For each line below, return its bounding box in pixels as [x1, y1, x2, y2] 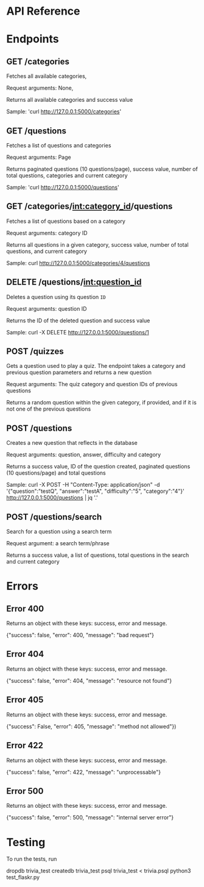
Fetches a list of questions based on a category [6, 217, 126, 225]
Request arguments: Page [6, 154, 71, 161]
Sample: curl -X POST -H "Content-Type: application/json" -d [6, 481, 160, 489]
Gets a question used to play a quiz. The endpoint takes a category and [6, 362, 186, 370]
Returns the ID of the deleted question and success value [6, 317, 150, 324]
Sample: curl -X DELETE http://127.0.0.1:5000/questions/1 [6, 328, 149, 336]
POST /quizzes [6, 346, 64, 357]
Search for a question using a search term [6, 528, 112, 535]
